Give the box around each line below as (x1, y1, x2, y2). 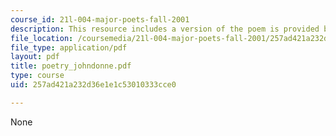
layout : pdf (10, 52, 60, 62)
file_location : (10, 33, 74, 43)
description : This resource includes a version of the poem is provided (10, 24, 320, 34)
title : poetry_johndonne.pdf (10, 61, 132, 71)
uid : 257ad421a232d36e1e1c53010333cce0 (10, 80, 177, 90)
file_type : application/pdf (10, 42, 128, 53)
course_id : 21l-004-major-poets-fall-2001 (10, 14, 190, 25)
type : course (10, 71, 65, 81)
